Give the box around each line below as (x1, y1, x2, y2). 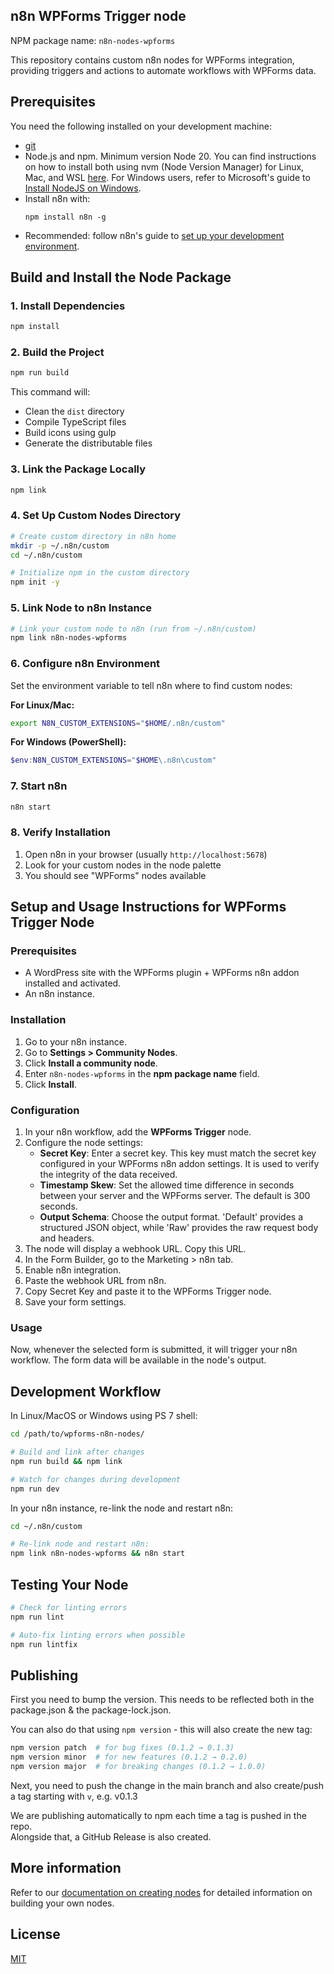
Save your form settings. (24, 1296, 127, 1308)
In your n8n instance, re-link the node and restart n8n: (10, 1502, 234, 1514)
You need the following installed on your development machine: (10, 120, 272, 132)
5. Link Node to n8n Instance (10, 601, 152, 615)
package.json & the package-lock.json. (10, 1704, 172, 1716)
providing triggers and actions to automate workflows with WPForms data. (10, 64, 317, 76)
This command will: (10, 386, 91, 398)
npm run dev (10, 1484, 60, 1494)
